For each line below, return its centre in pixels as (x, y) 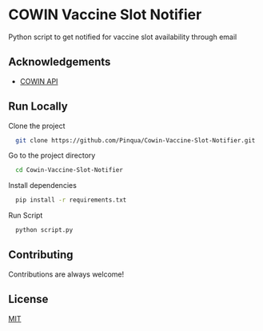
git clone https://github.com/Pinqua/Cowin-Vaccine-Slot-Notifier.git (135, 140)
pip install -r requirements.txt (71, 200)
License (28, 299)
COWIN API (39, 81)
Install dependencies (43, 185)
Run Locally (38, 107)
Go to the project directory (52, 156)
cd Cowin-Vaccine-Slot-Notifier (70, 170)
